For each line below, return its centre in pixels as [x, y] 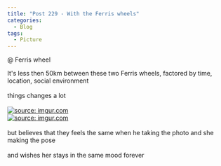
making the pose [32, 140]
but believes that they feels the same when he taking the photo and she [110, 133]
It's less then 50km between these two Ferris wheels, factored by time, [110, 74]
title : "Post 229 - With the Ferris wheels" [73, 14]
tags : [15, 33]
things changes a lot [37, 96]
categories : [25, 20]
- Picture [28, 40]
